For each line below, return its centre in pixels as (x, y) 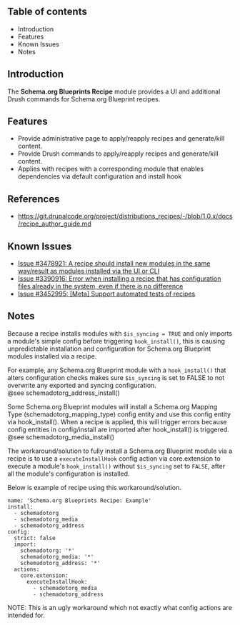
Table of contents (47, 12)
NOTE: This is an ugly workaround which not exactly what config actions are (120, 607)
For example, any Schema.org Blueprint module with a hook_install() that (117, 370)
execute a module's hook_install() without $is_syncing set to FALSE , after (116, 466)
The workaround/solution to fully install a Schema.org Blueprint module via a (120, 451)
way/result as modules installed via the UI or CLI (89, 271)
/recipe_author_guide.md (54, 224)
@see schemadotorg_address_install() (64, 393)
